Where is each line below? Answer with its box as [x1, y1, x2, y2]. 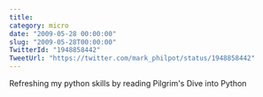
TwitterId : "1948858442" [9, 46, 101, 55]
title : [9, 12, 34, 22]
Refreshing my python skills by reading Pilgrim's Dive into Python [9, 78, 247, 88]
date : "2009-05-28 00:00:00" [9, 29, 117, 38]
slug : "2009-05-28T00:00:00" [9, 37, 117, 47]
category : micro [9, 21, 69, 30]
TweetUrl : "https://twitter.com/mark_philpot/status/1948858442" [9, 54, 255, 63]
